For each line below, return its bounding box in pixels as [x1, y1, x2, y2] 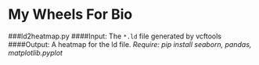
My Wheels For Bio [8, 5, 133, 23]
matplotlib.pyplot [8, 48, 63, 57]
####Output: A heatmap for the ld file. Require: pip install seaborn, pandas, [8, 39, 252, 49]
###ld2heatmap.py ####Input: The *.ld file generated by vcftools [8, 31, 221, 41]
